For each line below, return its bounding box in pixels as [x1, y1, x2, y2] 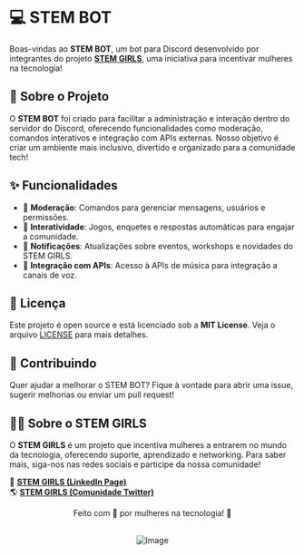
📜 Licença [9, 296, 66, 311]
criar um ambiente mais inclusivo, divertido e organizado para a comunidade [9, 141, 296, 152]
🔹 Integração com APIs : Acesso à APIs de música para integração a [22, 259, 279, 270]
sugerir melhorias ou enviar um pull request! [9, 389, 175, 400]
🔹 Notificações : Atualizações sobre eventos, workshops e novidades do [22, 240, 293, 251]
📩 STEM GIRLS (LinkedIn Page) [9, 477, 127, 487]
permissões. [22, 211, 70, 222]
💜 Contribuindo [9, 355, 97, 371]
